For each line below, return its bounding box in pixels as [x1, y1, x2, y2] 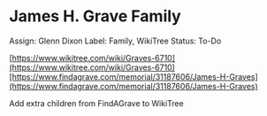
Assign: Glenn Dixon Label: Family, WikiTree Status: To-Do [9, 35, 222, 46]
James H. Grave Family [9, 6, 181, 27]
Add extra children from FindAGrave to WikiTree [9, 97, 184, 108]
